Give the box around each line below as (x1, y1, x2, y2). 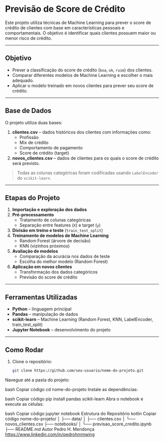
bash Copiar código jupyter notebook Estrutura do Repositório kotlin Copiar (5, 410, 157, 417)
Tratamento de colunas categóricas (19, 217, 91, 223)
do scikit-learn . (17, 175, 51, 181)
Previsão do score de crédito (19, 274, 78, 280)
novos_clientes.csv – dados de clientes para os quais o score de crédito (12, 155, 159, 161)
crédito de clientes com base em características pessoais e (5, 24, 124, 30)
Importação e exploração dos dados (12, 207, 87, 212)
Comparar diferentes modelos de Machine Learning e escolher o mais (12, 72, 153, 78)
